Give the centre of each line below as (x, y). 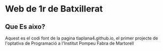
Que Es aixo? (25, 27)
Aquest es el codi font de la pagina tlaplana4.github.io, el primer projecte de (81, 38)
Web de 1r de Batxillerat (54, 9)
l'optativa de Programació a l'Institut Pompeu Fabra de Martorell (70, 43)
